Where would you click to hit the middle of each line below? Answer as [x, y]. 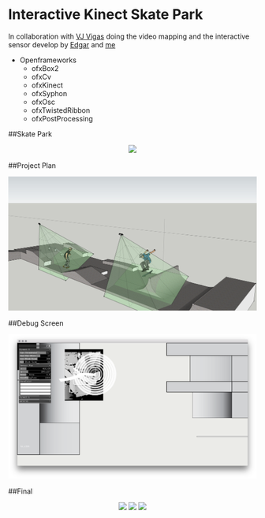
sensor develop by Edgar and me [62, 44]
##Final [21, 491]
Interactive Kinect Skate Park [106, 15]
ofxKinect [47, 85]
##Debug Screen [36, 323]
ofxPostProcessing [62, 118]
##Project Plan [32, 165]
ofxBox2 [45, 68]
